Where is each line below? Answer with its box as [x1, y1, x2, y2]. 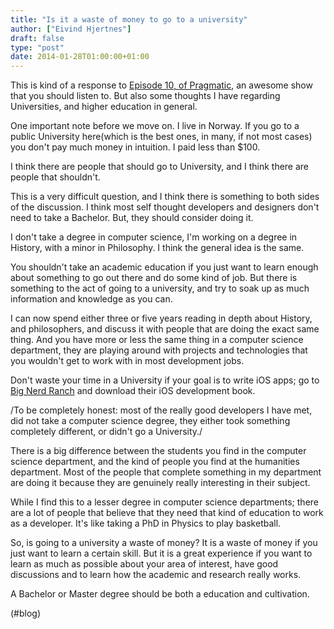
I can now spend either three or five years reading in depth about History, [10, 312, 313, 325]
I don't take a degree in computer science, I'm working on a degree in [10, 231, 298, 243]
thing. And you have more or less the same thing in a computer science [10, 334, 304, 346]
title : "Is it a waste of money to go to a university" [10, 14, 248, 25]
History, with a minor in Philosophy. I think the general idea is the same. [10, 242, 305, 254]
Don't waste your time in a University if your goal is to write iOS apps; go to [10, 374, 320, 386]
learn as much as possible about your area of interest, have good [10, 558, 279, 570]
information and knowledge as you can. [10, 293, 173, 305]
